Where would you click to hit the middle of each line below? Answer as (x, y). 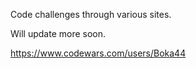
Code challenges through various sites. (91, 14)
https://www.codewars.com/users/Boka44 (98, 53)
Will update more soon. (58, 33)
